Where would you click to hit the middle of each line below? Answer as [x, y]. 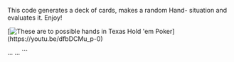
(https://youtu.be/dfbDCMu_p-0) [55, 39]
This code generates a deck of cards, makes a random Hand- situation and [117, 10]
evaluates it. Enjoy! [35, 18]
